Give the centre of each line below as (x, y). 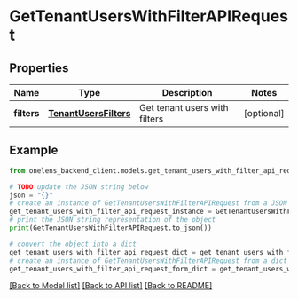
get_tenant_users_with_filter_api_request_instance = (111, 212)
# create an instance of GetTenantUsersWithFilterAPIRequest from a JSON (149, 203)
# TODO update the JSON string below (79, 187)
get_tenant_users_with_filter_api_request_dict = (103, 252)
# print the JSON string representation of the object (113, 220)
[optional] (264, 113)
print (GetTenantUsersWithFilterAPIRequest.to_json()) (111, 228)
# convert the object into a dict (73, 244)
